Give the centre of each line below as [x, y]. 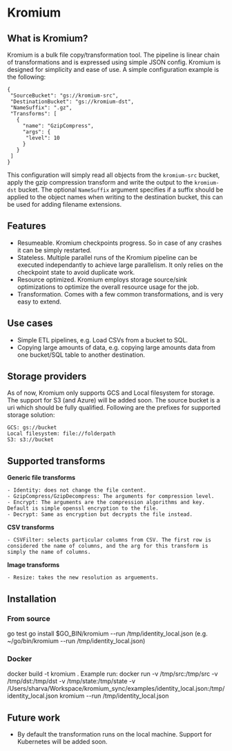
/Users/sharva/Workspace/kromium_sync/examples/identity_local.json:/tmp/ [116, 689]
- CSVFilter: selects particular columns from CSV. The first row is [109, 540]
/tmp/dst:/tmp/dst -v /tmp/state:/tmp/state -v [71, 681]
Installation [32, 599]
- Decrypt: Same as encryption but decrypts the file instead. [100, 514]
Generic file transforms [41, 478]
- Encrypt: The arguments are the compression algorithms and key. [106, 503]
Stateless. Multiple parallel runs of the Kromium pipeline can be [107, 257]
